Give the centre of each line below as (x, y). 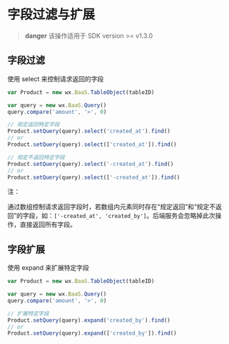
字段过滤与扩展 (51, 15)
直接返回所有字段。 (48, 224)
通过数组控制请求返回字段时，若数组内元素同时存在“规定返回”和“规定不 (112, 207)
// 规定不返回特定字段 (36, 157)
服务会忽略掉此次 (190, 216)
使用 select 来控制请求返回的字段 (56, 78)
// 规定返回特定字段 (34, 125)
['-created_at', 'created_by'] (100, 217)
